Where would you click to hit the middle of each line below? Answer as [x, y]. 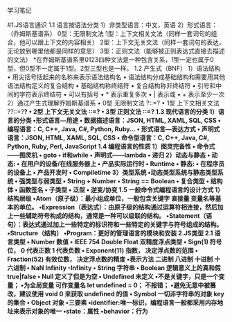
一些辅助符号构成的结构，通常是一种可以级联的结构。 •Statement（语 [113, 216]
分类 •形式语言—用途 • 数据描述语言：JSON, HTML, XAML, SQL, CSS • [120, 120]
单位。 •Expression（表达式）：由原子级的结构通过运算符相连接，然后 [118, 207]
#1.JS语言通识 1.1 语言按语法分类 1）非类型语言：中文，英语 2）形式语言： [113, 25]
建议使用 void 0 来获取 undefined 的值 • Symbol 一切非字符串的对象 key [122, 294]
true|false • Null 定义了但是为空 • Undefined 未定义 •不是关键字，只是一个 [113, 277]
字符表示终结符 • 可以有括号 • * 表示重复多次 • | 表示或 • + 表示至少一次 [122, 94]
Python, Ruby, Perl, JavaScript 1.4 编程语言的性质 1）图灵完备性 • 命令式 [111, 146]
